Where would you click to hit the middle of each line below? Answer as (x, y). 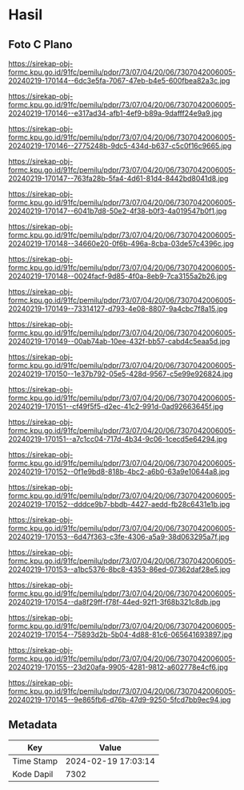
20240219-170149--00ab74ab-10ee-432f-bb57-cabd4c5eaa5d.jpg (119, 341)
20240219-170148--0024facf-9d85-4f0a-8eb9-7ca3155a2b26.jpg (118, 276)
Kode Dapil (33, 774)
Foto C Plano (40, 45)
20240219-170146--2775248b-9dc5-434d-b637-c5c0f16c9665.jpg (120, 146)
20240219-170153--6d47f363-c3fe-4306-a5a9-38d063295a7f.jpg (119, 537)
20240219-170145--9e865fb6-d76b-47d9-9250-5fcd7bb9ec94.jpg (120, 700)
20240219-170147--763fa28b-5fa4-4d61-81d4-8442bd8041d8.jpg (118, 178)
